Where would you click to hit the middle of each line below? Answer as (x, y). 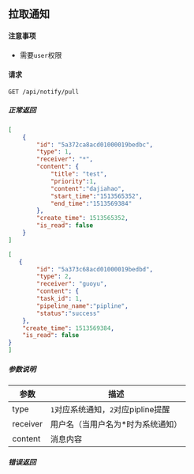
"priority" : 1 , (73, 181)
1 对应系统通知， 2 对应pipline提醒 (110, 409)
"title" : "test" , (79, 174)
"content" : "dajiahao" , (88, 188)
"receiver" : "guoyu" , (72, 284)
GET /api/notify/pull (44, 92)
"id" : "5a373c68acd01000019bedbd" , (95, 269)
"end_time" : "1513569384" (91, 203)
